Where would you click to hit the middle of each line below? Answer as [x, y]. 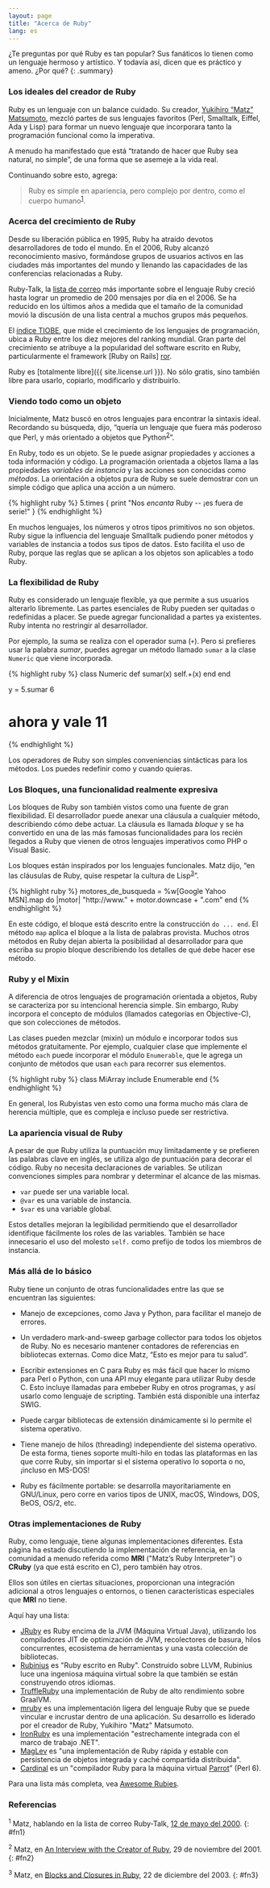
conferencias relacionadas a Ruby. [66, 273]
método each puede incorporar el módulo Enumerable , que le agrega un [126, 1055]
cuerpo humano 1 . [57, 200]
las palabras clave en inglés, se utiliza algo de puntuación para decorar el [130, 1159]
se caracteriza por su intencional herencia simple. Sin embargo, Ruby [124, 1005]
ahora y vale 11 [58, 722]
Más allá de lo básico [50, 1272]
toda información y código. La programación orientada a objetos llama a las [134, 462]
